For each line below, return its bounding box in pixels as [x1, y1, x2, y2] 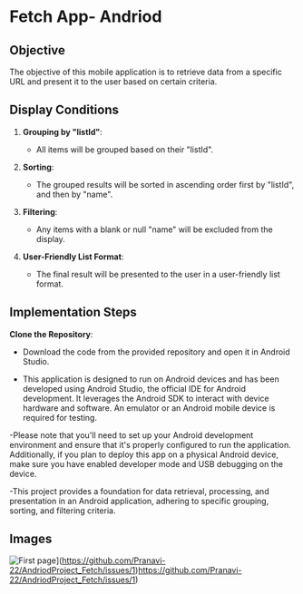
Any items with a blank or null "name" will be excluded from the [35, 224, 274, 235]
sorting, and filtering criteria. [9, 505, 116, 516]
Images [9, 531, 53, 547]
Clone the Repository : [9, 328, 93, 339]
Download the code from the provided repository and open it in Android [22, 346, 290, 357]
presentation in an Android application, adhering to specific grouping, [9, 495, 269, 506]
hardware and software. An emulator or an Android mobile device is [22, 402, 276, 414]
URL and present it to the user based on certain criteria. [9, 76, 218, 87]
